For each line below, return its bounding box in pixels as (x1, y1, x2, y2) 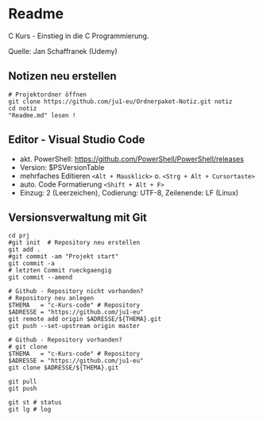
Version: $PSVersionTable (19, 162, 105, 172)
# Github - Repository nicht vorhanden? (8, 288, 145, 295)
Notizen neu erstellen (8, 69, 117, 83)
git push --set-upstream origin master (8, 323, 141, 330)
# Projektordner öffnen (8, 91, 87, 98)
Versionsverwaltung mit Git (8, 210, 147, 224)
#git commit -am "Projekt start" (8, 253, 119, 261)
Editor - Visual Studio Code (8, 133, 145, 147)
